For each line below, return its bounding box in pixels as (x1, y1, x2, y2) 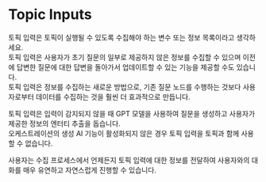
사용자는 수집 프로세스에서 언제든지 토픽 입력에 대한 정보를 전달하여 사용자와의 (8, 155, 250, 165)
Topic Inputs (8, 6, 93, 24)
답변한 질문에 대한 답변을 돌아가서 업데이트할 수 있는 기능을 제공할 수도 (16, 62, 235, 72)
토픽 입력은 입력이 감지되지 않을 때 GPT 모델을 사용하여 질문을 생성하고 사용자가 (8, 108, 256, 118)
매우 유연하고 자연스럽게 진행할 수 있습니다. (22, 165, 157, 175)
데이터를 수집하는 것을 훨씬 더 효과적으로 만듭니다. (35, 92, 191, 101)
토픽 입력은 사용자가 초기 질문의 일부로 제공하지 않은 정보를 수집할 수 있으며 (8, 52, 241, 62)
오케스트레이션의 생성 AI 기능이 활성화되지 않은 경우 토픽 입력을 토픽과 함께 (8, 128, 240, 138)
